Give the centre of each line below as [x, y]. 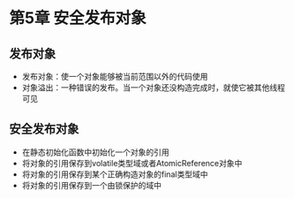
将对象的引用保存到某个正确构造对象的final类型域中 [115, 174]
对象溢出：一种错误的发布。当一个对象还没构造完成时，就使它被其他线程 [153, 88]
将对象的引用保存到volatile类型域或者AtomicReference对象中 [132, 163]
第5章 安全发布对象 [78, 18]
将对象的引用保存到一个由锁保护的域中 [91, 185]
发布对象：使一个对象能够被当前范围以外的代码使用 [115, 77]
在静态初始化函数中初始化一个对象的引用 [95, 152]
